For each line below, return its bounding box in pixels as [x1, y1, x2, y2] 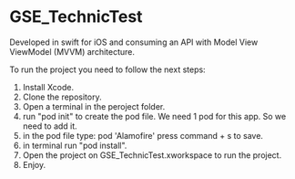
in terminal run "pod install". [22, 140, 127, 151]
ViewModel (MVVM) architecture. [9, 46, 135, 57]
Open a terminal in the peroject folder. [22, 100, 166, 111]
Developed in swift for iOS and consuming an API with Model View [9, 37, 259, 47]
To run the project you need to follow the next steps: [9, 64, 207, 75]
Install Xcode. [22, 81, 75, 92]
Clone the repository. [22, 91, 102, 102]
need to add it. [22, 121, 77, 132]
